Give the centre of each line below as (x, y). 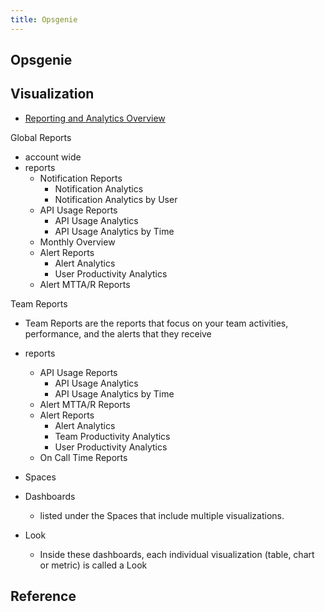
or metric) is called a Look (93, 565)
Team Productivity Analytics (112, 436)
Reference (43, 596)
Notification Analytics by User (116, 199)
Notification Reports (81, 178)
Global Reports (41, 137)
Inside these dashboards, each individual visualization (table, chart (177, 554)
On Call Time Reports (83, 457)
